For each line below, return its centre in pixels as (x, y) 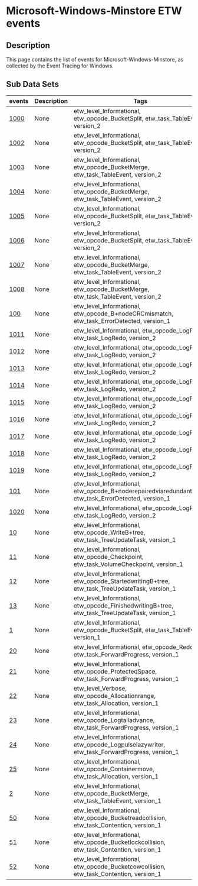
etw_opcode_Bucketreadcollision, (120, 817)
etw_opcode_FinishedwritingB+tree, (123, 606)
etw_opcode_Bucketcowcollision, (120, 866)
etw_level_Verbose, (100, 688)
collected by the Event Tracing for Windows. (60, 66)
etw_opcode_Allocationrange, (115, 696)
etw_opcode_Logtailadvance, (114, 720)
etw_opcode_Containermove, (114, 769)
